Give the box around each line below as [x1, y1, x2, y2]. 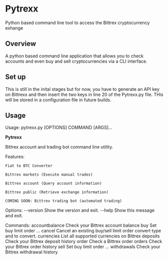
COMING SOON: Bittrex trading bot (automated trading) [5, 199, 122, 204]
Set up [5, 73, 26, 81]
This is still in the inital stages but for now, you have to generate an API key [5, 86, 159, 92]
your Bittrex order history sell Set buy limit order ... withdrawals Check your [5, 244, 160, 250]
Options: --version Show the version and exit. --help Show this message [5, 207, 155, 213]
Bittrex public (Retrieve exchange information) [5, 190, 109, 195]
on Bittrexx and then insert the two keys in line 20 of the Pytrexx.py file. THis [5, 91, 163, 97]
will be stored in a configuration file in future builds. [5, 96, 112, 103]
